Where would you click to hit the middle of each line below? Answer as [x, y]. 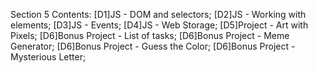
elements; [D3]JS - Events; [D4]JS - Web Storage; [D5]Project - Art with [159, 25]
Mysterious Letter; [48, 57]
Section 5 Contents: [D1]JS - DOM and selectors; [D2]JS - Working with [158, 14]
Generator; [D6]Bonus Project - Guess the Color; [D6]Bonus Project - [153, 46]
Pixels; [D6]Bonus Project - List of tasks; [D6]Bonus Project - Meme [150, 35]
